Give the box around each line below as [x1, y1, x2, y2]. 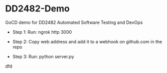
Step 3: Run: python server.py [12, 53, 74, 60]
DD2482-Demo [5, 3, 70, 14]
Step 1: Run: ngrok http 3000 [12, 29, 72, 35]
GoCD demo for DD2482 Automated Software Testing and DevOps [5, 19, 143, 25]
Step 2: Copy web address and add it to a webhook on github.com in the [12, 38, 162, 45]
